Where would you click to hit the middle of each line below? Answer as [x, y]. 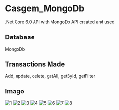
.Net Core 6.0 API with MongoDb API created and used [60, 22]
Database [20, 37]
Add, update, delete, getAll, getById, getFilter [50, 76]
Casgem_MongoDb [45, 9]
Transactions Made [35, 64]
